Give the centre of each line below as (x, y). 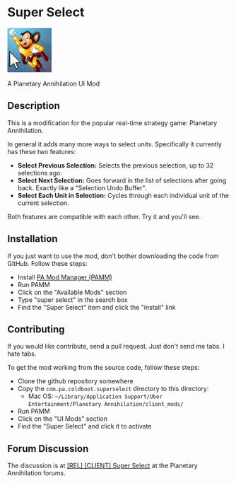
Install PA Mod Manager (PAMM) (65, 277)
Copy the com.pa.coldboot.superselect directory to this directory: (113, 389)
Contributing (36, 329)
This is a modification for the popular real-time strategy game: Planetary (112, 123)
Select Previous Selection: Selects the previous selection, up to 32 (116, 165)
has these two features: (42, 151)
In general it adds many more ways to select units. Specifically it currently (115, 144)
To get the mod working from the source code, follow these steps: (104, 368)
